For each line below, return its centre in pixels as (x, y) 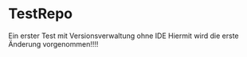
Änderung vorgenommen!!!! (53, 44)
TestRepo (41, 14)
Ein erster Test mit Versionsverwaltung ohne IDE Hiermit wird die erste (123, 36)
